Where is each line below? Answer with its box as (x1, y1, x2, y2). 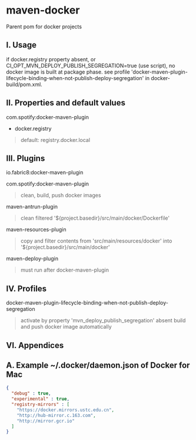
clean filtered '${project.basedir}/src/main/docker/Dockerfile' (20, 214, 170, 221)
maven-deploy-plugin (6, 255, 59, 262)
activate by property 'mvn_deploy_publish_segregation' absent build (20, 317, 186, 324)
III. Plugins (6, 153, 45, 163)
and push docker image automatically (20, 323, 112, 330)
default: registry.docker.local (20, 136, 90, 143)
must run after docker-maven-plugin (20, 266, 109, 274)
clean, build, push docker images (20, 192, 101, 199)
